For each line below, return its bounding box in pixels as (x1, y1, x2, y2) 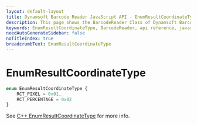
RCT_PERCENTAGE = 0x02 (16, 96, 72, 102)
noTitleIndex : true (6, 36, 54, 41)
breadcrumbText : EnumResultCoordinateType (6, 41, 111, 47)
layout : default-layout (6, 8, 64, 15)
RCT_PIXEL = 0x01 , (16, 91, 62, 97)
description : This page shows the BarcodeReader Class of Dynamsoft (6, 19, 177, 25)
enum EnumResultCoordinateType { (6, 85, 88, 91)
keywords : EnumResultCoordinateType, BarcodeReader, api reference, (6, 25, 177, 31)
